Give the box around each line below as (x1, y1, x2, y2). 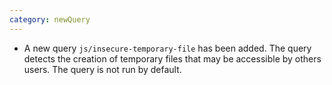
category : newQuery (9, 14, 91, 25)
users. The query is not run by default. (23, 63, 182, 75)
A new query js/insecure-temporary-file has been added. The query (23, 42, 312, 54)
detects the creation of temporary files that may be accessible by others (23, 52, 322, 65)
